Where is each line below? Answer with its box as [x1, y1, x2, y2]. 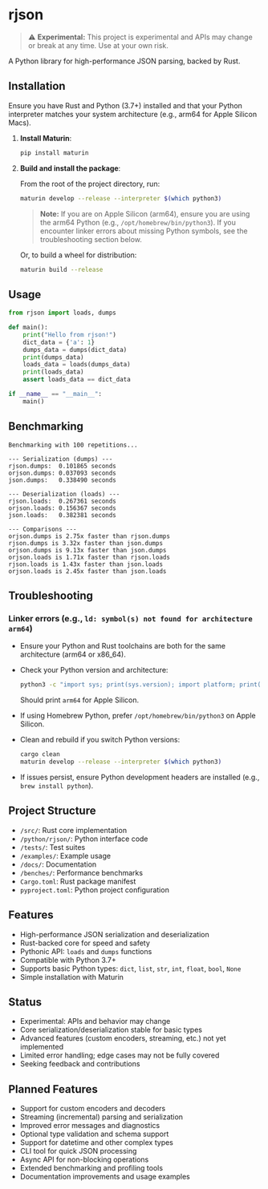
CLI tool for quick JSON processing [19, 1147, 137, 1156]
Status [8, 995, 43, 1009]
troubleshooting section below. [39, 234, 143, 244]
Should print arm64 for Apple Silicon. [19, 695, 140, 705]
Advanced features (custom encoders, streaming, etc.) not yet [19, 1033, 226, 1043]
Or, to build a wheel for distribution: [19, 250, 137, 260]
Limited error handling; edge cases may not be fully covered [19, 1050, 220, 1060]
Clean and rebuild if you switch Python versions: [19, 735, 181, 745]
